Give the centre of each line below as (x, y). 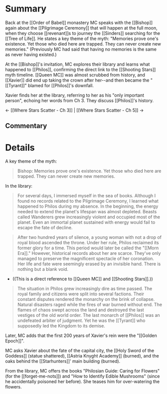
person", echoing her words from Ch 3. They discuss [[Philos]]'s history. (79, 100)
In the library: (19, 186)
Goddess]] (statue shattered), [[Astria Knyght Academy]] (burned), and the (82, 356)
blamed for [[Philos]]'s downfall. (61, 85)
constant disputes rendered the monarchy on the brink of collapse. (86, 299)
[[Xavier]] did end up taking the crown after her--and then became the (77, 80)
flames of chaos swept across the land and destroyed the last (81, 310)
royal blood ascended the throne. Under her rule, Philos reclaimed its (88, 243)
